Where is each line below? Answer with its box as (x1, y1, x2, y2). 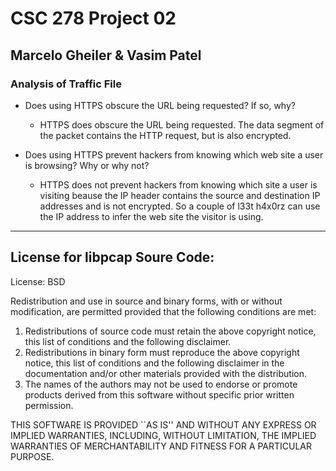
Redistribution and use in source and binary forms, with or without (10, 295, 283, 307)
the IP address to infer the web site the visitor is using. (39, 210, 264, 222)
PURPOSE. (10, 450, 55, 462)
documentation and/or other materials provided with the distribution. (24, 367, 307, 379)
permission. (24, 399, 74, 411)
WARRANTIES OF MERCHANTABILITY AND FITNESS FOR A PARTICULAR (10, 440, 312, 452)
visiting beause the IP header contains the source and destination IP (39, 189, 321, 201)
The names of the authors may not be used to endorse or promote (24, 378, 298, 390)
